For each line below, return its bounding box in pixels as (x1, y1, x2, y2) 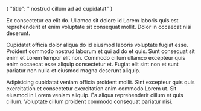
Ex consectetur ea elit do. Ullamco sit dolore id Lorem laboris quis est (6, 17, 179, 24)
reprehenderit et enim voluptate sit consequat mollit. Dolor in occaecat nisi (6, 24, 192, 30)
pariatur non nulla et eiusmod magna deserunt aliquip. (6, 67, 141, 74)
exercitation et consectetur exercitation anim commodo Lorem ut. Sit (6, 85, 177, 92)
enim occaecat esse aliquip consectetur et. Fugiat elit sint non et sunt (6, 60, 179, 68)
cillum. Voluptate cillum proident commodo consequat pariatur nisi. (6, 98, 173, 105)
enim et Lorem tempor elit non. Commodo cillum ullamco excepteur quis (6, 54, 186, 61)
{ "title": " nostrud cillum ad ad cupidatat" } (6, 5, 113, 12)
